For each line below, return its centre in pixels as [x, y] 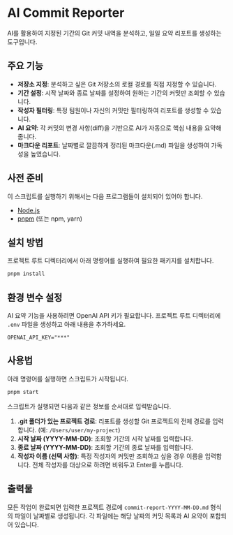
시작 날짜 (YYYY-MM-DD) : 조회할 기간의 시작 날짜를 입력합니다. [105, 439]
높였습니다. [45, 154]
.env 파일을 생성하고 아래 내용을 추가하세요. [67, 324]
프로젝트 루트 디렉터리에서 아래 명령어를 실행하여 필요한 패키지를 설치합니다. [111, 261]
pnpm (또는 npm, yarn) [50, 219]
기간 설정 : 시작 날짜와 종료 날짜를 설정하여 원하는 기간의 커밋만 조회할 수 [115, 93]
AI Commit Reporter [66, 13]
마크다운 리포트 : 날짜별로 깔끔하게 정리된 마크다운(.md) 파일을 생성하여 [113, 145]
